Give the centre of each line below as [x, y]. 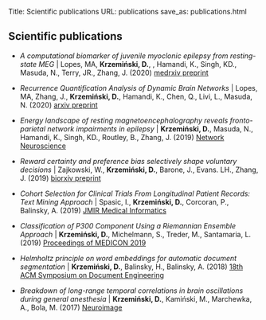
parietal [33, 129]
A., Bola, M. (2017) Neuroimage [71, 307]
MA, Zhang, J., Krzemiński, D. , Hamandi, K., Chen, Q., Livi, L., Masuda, [136, 96]
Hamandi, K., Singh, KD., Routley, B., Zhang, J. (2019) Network [122, 137]
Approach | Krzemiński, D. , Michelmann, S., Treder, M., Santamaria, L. [135, 234]
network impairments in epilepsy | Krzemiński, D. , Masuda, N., [150, 129]
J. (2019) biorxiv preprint [60, 178]
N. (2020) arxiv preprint [59, 105]
